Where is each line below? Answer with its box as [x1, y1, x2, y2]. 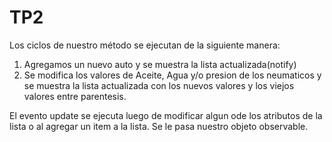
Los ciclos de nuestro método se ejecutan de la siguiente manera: [9, 39, 281, 51]
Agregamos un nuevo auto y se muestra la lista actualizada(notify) [23, 58, 297, 70]
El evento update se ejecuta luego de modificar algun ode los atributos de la [9, 109, 323, 121]
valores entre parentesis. [23, 90, 127, 102]
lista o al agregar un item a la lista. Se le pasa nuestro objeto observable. [9, 120, 309, 132]
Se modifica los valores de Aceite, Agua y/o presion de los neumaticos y [23, 69, 322, 81]
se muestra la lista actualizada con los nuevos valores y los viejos [23, 79, 295, 91]
